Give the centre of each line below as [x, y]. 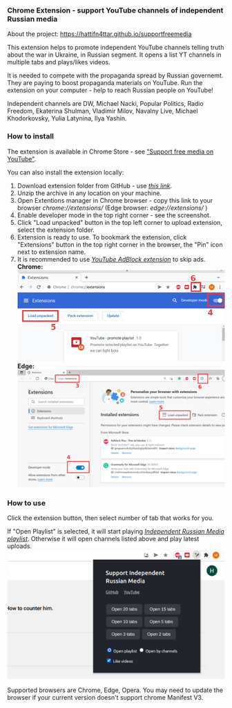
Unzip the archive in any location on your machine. [89, 193]
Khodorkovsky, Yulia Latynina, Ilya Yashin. [67, 118]
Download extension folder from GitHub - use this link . [95, 185]
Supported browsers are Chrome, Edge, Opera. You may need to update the [115, 690]
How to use [27, 502]
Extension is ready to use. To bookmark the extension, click [102, 237]
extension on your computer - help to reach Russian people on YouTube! [110, 90]
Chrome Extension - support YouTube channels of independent [115, 10]
